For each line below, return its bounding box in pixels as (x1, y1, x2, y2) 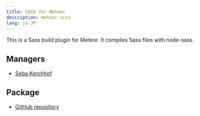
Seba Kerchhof (14, 70, 52, 77)
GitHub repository (14, 103, 59, 110)
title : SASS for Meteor (6, 8, 66, 15)
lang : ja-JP (6, 20, 36, 26)
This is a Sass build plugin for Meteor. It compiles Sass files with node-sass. (6, 37, 194, 44)
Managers (6, 53, 46, 64)
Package (6, 87, 40, 97)
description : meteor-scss (6, 14, 71, 20)
